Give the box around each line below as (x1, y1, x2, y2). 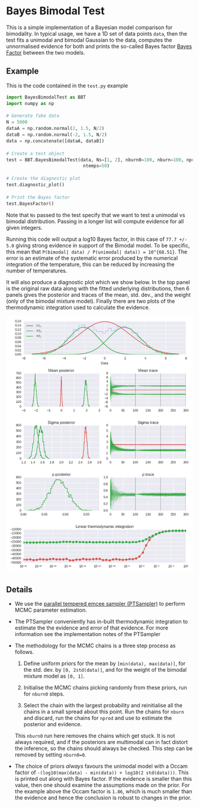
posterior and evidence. (23, 720, 82, 727)
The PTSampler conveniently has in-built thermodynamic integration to (14, 618, 188, 625)
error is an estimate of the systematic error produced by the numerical (6, 254, 178, 262)
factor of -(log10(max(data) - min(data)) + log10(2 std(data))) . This (14, 768, 189, 776)
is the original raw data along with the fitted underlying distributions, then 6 (6, 285, 190, 292)
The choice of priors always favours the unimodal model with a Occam (14, 762, 188, 770)
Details (6, 584, 33, 595)
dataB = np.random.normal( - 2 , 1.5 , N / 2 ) (6, 132, 108, 138)
